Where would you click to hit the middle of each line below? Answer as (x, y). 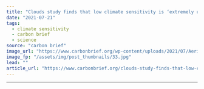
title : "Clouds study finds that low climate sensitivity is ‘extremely (100, 12)
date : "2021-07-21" (31, 18)
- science (24, 40)
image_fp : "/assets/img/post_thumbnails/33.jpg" (69, 57)
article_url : (23, 68)
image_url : (20, 51)
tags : (13, 23)
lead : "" (17, 62)
